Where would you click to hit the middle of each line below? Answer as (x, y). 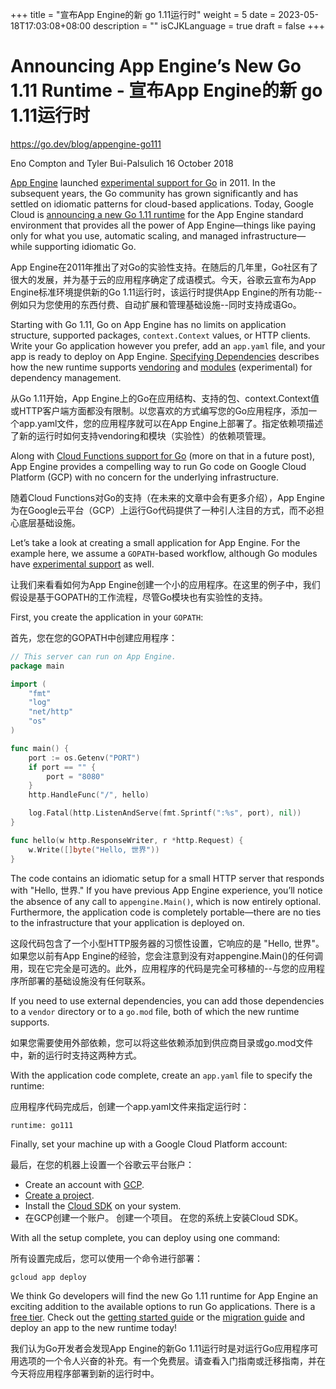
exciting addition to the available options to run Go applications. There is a (163, 1306)
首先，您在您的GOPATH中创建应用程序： (94, 637)
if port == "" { (62, 767)
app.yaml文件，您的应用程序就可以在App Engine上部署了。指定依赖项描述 (171, 423)
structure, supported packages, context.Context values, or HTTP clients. (160, 335)
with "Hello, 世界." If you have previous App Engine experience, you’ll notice (166, 890)
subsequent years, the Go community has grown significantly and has (154, 193)
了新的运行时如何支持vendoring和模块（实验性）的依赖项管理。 (141, 435)
